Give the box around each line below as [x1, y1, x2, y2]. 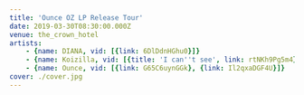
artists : [9, 38, 43, 48]
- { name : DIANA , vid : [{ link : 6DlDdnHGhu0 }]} [25, 47, 201, 56]
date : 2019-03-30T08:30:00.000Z [9, 22, 131, 31]
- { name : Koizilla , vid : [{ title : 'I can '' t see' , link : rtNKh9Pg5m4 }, [25, 55, 301, 64]
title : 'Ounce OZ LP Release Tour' [9, 13, 144, 23]
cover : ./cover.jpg [9, 72, 83, 81]
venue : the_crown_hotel [9, 30, 100, 39]
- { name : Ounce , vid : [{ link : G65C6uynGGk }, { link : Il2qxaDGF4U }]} [25, 64, 286, 73]
